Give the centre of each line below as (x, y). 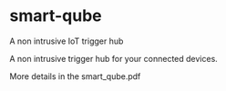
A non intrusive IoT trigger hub (67, 41)
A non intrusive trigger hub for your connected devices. (114, 58)
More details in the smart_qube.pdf (75, 76)
